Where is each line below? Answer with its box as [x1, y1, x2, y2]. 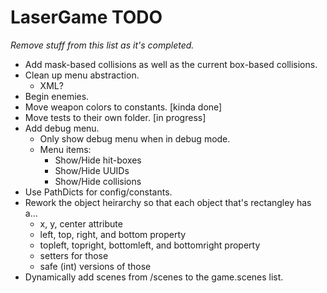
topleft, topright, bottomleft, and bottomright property [39, 239, 261, 251]
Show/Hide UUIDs [54, 164, 130, 176]
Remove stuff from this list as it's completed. [10, 39, 195, 51]
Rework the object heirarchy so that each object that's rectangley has [24, 196, 312, 208]
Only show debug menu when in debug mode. [39, 132, 231, 145]
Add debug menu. [24, 122, 100, 134]
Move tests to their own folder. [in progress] [24, 111, 207, 123]
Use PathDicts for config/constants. [24, 186, 173, 198]
